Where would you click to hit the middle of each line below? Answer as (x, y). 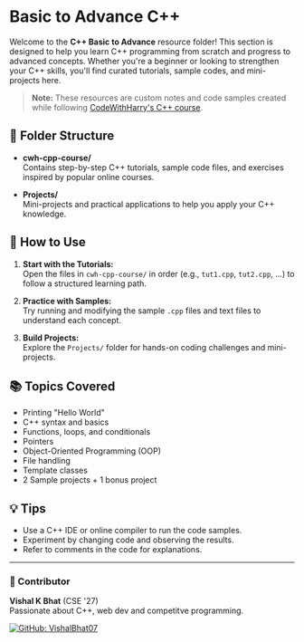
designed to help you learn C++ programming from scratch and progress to (150, 51)
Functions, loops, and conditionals (86, 432)
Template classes (55, 470)
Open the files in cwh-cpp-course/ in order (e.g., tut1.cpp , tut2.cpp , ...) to (159, 273)
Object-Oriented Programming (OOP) (91, 451)
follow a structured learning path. (85, 283)
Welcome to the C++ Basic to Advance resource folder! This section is (141, 42)
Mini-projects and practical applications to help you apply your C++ (148, 204)
